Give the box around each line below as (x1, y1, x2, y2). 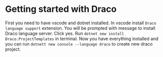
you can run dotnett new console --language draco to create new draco (5, 41, 153, 47)
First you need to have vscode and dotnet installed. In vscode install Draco (5, 20, 157, 26)
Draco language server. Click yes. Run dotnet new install (5, 30, 124, 36)
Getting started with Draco (5, 3, 117, 15)
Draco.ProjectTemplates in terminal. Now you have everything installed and (5, 36, 159, 42)
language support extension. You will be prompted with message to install (5, 25, 156, 31)
